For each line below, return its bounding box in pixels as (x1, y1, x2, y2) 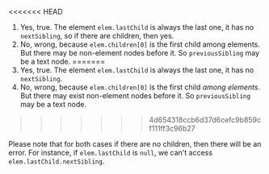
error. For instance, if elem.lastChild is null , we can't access (8, 148, 212, 157)
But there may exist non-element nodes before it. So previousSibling (19, 91, 251, 100)
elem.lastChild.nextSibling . (8, 156, 105, 166)
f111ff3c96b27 (149, 124, 195, 133)
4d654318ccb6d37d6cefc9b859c (149, 115, 261, 124)
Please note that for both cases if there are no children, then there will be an (8, 139, 262, 148)
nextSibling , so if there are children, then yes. (19, 31, 174, 40)
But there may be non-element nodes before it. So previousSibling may (19, 48, 260, 57)
